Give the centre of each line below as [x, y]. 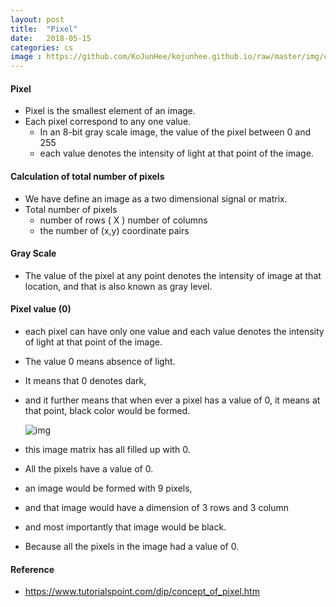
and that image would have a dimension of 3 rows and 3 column [157, 507]
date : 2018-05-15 [51, 38]
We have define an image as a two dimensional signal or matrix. [156, 198]
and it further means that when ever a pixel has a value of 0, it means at [172, 400]
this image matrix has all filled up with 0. [107, 449]
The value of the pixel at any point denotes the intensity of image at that [173, 275]
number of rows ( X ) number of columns [123, 220]
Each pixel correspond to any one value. [108, 122]
